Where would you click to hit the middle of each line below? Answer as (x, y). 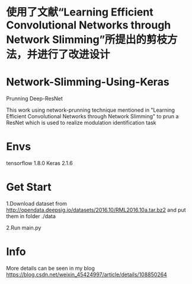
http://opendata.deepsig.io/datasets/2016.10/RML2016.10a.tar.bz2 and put (96, 210)
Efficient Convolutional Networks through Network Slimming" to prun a (92, 116)
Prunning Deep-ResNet (35, 99)
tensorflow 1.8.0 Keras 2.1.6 (39, 163)
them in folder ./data (31, 216)
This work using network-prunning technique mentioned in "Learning (90, 110)
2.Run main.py (24, 228)
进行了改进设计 (74, 55)
